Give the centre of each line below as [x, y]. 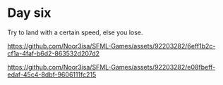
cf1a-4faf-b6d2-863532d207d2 [54, 53]
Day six [29, 13]
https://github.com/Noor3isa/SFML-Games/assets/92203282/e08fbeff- [111, 67]
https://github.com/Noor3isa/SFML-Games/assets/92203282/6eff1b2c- [111, 46]
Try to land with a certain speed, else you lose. [75, 32]
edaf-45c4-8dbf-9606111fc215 [52, 74]
